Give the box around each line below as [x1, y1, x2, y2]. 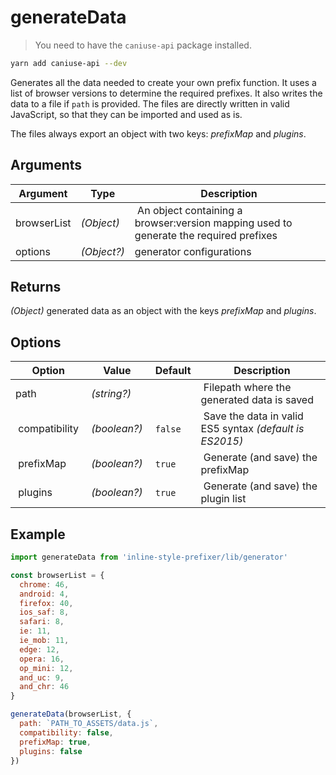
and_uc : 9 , [19, 672, 65, 683]
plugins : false [19, 746, 83, 756]
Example [10, 526, 66, 543]
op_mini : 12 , [19, 663, 74, 673]
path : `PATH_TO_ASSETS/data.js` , [19, 719, 159, 729]
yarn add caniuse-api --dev [10, 58, 128, 68]
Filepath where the [203, 381, 292, 395]
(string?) [91, 387, 132, 401]
